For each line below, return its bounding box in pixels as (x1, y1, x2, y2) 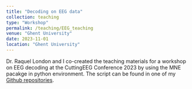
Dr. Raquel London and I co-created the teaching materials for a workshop (6, 57, 187, 65)
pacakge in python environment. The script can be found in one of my (6, 70, 176, 77)
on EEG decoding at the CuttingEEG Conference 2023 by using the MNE (6, 64, 181, 71)
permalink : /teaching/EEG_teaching (6, 25, 94, 31)
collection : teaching (6, 14, 59, 20)
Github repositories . (6, 76, 54, 83)
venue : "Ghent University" (6, 31, 72, 37)
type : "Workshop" (6, 19, 49, 25)
